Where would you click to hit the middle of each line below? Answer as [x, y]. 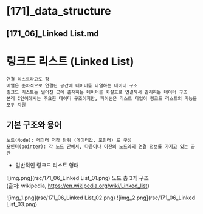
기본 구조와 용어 [34, 125]
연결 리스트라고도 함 [28, 79]
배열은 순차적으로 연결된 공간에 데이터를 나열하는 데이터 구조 [72, 85]
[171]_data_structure [59, 11]
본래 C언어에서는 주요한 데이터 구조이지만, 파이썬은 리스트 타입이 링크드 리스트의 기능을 [102, 98]
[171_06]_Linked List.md [53, 34]
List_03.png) [22, 204]
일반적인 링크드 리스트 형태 [47, 166]
